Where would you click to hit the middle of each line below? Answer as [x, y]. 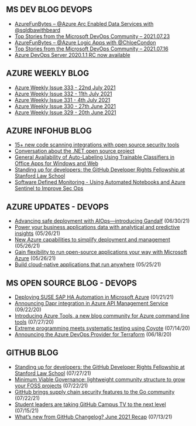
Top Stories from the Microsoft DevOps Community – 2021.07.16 [91, 49]
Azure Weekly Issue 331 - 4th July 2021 [62, 100]
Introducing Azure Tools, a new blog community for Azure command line [102, 316]
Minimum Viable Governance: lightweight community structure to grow [100, 379]
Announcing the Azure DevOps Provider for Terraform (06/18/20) [93, 335]
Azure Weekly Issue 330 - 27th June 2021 [65, 106]
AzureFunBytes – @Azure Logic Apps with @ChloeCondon [85, 42]
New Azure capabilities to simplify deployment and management [92, 240]
